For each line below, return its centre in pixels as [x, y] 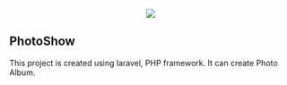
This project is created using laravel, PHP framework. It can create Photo [143, 63]
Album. [22, 72]
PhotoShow [43, 42]
